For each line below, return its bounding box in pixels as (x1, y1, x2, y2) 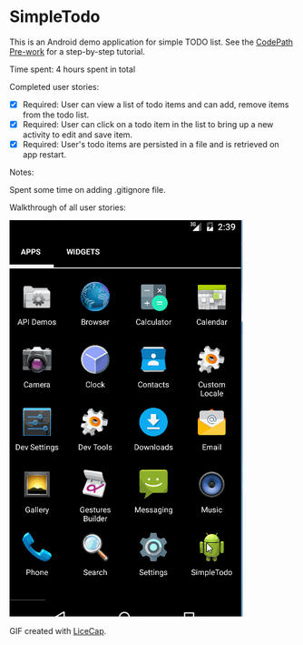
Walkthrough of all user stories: (9, 202, 127, 213)
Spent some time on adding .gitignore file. (9, 185, 166, 196)
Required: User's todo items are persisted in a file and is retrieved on (22, 139, 279, 150)
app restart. (22, 149, 66, 160)
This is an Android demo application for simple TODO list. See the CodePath (9, 36, 293, 47)
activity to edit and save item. (22, 129, 133, 140)
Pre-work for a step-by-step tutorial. (9, 45, 145, 56)
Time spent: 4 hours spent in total (9, 64, 136, 75)
